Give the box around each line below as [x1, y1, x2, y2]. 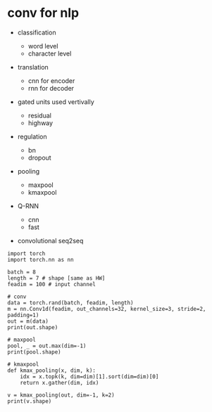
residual [27, 111, 51, 120]
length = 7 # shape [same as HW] [7, 274, 106, 282]
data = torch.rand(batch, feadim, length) [7, 299, 134, 307]
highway [27, 118, 54, 127]
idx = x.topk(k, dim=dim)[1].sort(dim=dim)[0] [20, 373, 159, 380]
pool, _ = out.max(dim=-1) [7, 342, 87, 349]
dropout [27, 153, 51, 162]
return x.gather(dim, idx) [20, 379, 99, 386]
